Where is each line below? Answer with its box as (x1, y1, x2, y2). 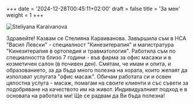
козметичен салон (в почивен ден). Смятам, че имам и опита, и (6, 60, 171, 67)
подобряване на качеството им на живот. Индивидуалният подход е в (6, 86, 188, 92)
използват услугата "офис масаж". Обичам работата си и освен (6, 73, 172, 80)
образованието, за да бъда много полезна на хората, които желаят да (6, 67, 188, 74)
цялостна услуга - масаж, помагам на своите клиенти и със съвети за (6, 79, 189, 86)
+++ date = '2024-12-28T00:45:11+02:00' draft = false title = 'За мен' (6, 5, 181, 12)
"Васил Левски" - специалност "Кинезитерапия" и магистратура (6, 41, 174, 48)
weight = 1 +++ (6, 11, 44, 19)
